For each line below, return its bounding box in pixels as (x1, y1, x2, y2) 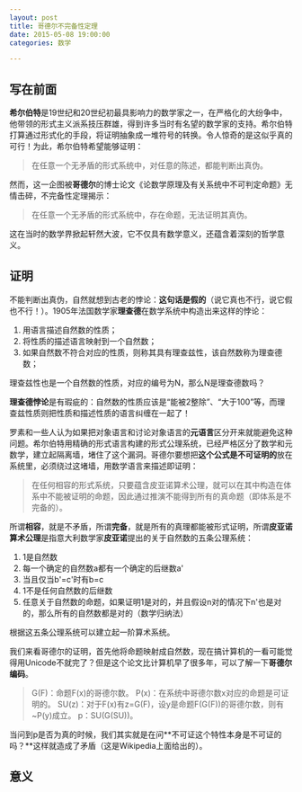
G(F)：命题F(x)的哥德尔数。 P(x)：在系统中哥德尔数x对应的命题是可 (31, 687, 281, 698)
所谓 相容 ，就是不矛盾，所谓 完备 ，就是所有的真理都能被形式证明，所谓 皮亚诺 (9, 521, 293, 531)
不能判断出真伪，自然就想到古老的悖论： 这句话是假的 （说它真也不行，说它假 (9, 294, 293, 305)
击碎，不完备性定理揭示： (16, 191, 112, 201)
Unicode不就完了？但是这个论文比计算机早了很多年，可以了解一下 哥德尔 (24, 657, 293, 668)
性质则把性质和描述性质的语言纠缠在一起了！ (24, 407, 191, 418)
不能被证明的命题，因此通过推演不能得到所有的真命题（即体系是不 (47, 491, 292, 502)
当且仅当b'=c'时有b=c (22, 574, 104, 584)
